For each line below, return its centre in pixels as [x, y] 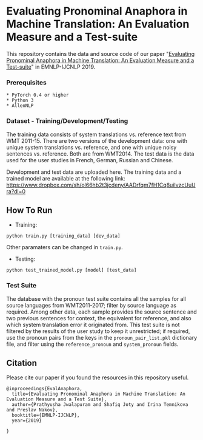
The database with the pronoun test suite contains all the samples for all [96, 298]
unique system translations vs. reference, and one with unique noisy [92, 147]
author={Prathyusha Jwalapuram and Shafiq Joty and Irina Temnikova [100, 405]
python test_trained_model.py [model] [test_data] [72, 270]
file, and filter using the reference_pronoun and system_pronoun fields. [92, 344]
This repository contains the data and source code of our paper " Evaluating [101, 53]
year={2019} [27, 421]
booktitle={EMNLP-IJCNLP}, [46, 415]
